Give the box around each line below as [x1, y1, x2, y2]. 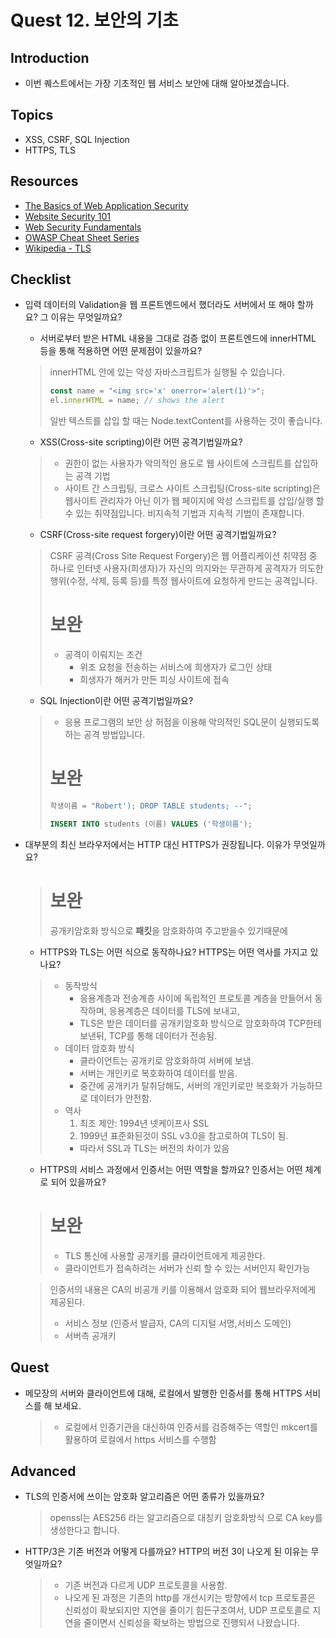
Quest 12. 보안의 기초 [10, 9, 179, 32]
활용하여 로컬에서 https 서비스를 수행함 [64, 1433, 217, 1445]
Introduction [10, 49, 90, 66]
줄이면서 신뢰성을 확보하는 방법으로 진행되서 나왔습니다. [83, 1617, 300, 1629]
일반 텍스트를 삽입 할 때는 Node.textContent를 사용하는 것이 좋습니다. [49, 415, 323, 427]
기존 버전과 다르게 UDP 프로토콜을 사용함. [64, 1579, 228, 1591]
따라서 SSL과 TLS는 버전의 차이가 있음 [79, 1142, 230, 1154]
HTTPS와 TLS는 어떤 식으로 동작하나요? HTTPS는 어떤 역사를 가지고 [39, 946, 308, 958]
